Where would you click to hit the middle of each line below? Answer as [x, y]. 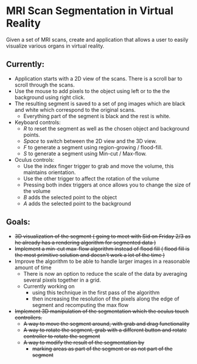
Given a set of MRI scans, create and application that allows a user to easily [97, 39]
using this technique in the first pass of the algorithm [96, 292]
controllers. [28, 317]
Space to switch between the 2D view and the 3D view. [90, 141]
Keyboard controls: [38, 122]
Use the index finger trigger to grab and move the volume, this [98, 166]
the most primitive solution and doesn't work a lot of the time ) [90, 255]
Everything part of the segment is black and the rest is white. [97, 116]
